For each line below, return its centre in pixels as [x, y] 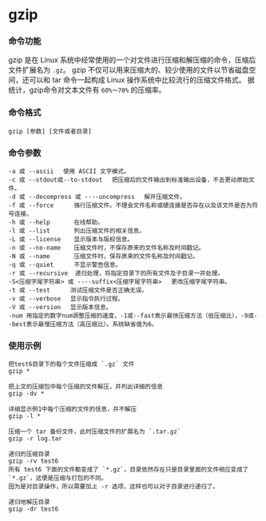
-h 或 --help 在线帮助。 [56, 223]
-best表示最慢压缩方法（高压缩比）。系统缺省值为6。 [83, 324]
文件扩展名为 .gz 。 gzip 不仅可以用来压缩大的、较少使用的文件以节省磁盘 [129, 70]
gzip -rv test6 [34, 461]
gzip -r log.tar [35, 439]
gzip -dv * [26, 394]
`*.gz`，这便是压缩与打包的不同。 [58, 478]
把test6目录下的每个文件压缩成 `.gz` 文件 [71, 364]
